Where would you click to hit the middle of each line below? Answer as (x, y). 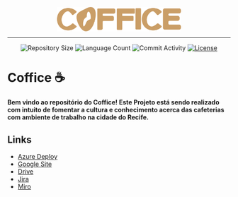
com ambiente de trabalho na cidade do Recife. (78, 117)
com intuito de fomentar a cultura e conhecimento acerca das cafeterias (116, 110)
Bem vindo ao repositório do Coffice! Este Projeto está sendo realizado (113, 102)
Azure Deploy (38, 157)
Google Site (35, 164)
